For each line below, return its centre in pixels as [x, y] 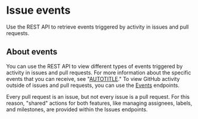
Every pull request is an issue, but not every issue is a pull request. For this [98, 96]
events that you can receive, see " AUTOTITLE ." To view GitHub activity [93, 79]
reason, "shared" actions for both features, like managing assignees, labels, [99, 103]
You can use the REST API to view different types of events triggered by [95, 66]
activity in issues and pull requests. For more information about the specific [99, 73]
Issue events [38, 10]
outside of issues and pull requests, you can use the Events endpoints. [93, 85]
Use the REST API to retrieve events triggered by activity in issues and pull [98, 27]
